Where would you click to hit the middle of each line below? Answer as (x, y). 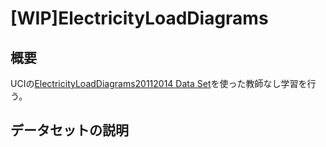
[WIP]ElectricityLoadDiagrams (139, 18)
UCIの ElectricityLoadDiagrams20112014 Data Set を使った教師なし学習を (159, 83)
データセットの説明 (69, 130)
